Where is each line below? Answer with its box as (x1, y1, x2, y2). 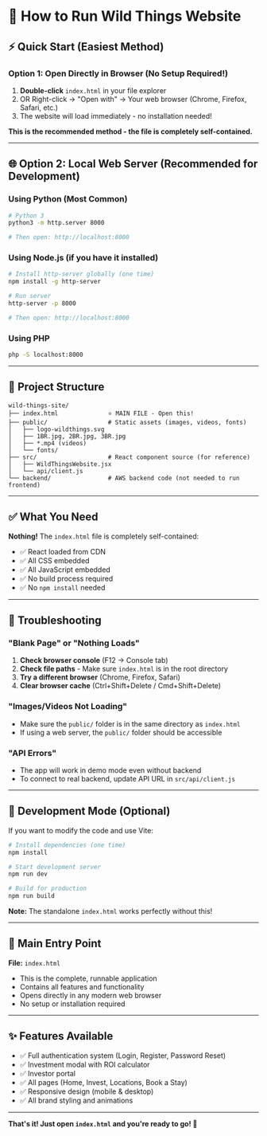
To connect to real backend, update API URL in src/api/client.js (19, 774, 236, 783)
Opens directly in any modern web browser (19, 990, 162, 1000)
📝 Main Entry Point (8, 937, 102, 950)
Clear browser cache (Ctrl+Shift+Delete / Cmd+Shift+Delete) (19, 681, 221, 691)
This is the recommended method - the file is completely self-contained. (8, 127, 253, 136)
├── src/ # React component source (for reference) (8, 453, 250, 461)
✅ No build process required (19, 574, 114, 583)
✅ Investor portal (19, 1068, 75, 1078)
